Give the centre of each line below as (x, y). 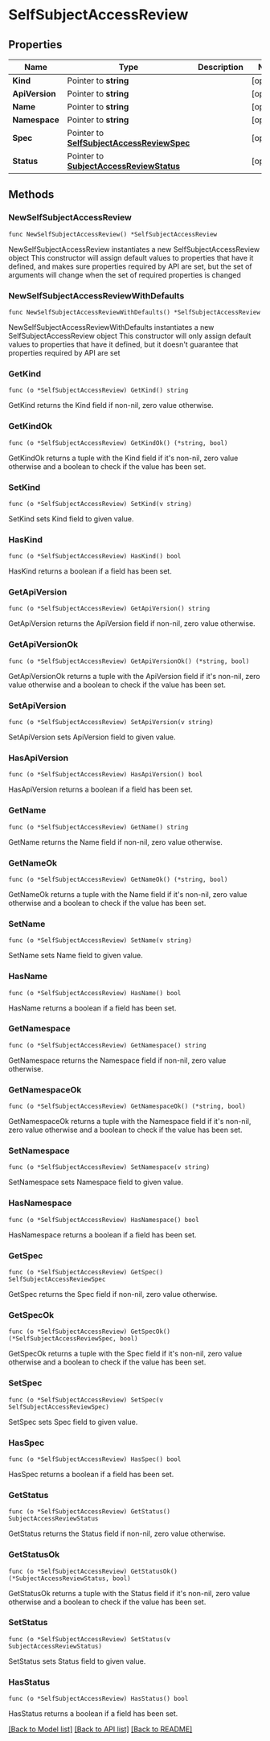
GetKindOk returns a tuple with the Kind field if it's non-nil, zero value (123, 458)
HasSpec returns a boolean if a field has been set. (91, 1474)
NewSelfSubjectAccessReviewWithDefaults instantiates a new (111, 327)
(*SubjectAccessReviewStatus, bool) (70, 1578)
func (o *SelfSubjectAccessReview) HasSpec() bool (95, 1459)
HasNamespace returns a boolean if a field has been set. (102, 1235)
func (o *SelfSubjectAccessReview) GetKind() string (98, 391)
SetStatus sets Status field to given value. (77, 1661)
